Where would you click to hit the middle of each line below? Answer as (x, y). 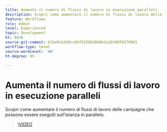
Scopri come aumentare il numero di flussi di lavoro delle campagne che (79, 110)
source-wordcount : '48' (30, 51)
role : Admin (17, 24)
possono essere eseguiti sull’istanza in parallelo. (55, 115)
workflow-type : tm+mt (28, 47)
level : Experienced (25, 28)
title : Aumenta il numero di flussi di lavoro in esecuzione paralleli (81, 10)
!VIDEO (25, 125)
